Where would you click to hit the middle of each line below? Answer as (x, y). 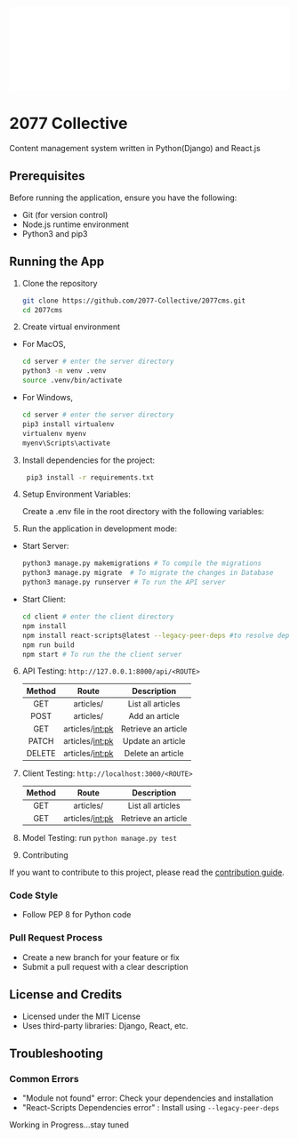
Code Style (34, 895)
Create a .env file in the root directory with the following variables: (143, 512)
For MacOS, (44, 344)
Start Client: (44, 600)
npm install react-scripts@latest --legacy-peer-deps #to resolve (148, 635)
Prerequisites (47, 176)
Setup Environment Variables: (76, 494)
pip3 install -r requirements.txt (90, 477)
